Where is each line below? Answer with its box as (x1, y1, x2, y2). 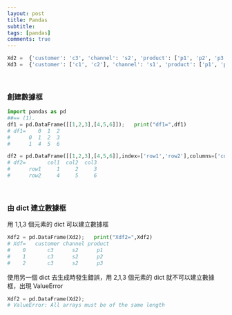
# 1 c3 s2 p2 (7, 253, 104, 260)
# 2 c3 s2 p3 (7, 260, 104, 267)
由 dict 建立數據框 (7, 203, 67, 213)
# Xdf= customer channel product (7, 240, 110, 247)
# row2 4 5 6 (7, 172, 97, 180)
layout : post (7, 10, 45, 17)
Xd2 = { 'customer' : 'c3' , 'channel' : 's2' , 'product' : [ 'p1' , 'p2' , (7, 55, 212, 62)
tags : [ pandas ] (7, 29, 51, 37)
